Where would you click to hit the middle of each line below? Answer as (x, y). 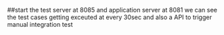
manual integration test (40, 24)
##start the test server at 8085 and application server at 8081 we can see (112, 10)
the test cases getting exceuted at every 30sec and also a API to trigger (110, 17)
